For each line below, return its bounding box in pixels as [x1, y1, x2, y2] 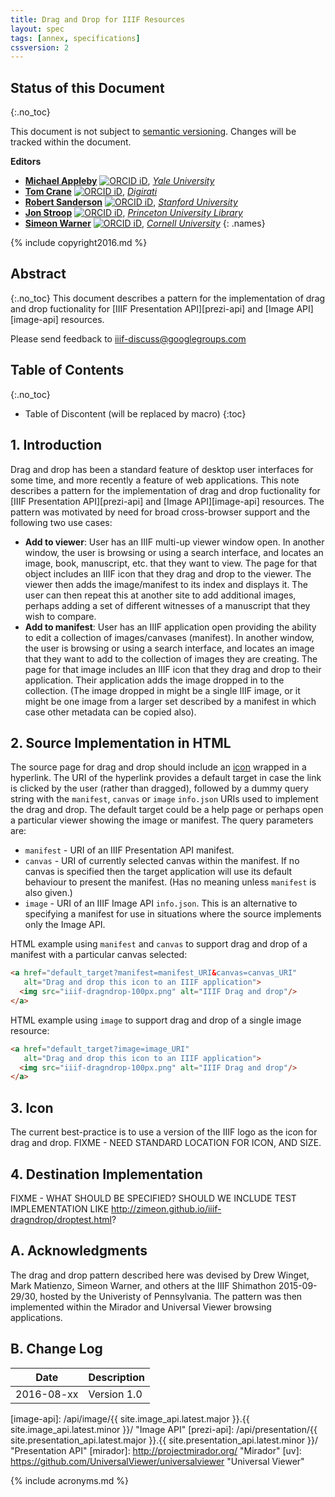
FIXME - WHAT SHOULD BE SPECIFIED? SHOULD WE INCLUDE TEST [10, 1192, 297, 1204]
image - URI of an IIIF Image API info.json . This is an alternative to [24, 897, 298, 910]
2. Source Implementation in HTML [10, 734, 232, 751]
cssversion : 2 [10, 42, 70, 53]
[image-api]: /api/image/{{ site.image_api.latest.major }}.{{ [10, 1412, 250, 1425]
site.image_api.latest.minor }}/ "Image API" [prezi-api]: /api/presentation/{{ [10, 1423, 318, 1435]
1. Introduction [10, 437, 102, 454]
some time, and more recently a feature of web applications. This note [10, 474, 300, 486]
